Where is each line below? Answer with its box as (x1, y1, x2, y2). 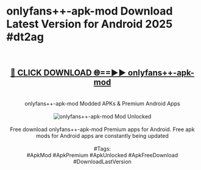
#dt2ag (6, 30, 44, 44)
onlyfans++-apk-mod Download (6, 4, 173, 18)
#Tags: (93, 144, 111, 152)
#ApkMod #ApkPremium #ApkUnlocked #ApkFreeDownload (26, 151, 178, 158)
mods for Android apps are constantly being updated (35, 132, 169, 139)
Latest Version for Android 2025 (6, 17, 173, 31)
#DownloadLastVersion (72, 158, 132, 165)
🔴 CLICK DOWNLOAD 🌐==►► (10, 68, 127, 78)
